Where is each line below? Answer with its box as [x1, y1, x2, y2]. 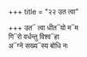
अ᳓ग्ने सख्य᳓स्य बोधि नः [8, 41, 69, 51]
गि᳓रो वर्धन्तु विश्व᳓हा [8, 32, 60, 41]
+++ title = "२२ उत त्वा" [8, 7, 79, 16]
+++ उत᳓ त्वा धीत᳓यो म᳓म [8, 23, 79, 32]
